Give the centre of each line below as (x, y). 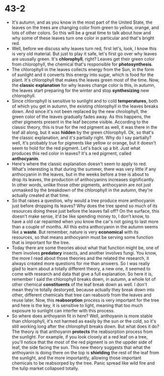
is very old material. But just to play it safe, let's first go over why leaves (84, 54)
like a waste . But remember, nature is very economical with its (75, 232)
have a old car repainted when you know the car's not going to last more (85, 221)
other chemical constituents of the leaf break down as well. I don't (79, 284)
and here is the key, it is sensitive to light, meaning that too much (77, 305)
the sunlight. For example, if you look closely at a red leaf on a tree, (80, 337)
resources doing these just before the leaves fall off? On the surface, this (85, 211)
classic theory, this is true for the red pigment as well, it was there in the (84, 127)
